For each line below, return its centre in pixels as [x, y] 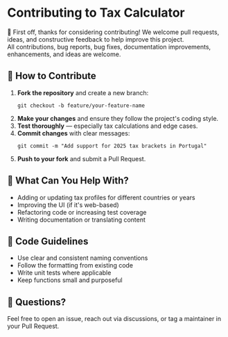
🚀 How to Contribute [52, 76]
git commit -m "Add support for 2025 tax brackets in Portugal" [112, 146]
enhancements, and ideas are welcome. [64, 54]
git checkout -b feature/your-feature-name [81, 106]
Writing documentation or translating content [81, 220]
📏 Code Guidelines [48, 241]
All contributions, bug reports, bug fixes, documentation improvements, [109, 47]
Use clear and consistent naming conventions [82, 258]
